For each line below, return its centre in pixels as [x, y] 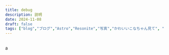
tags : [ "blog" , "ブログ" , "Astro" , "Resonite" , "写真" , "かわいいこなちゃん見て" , [82, 29]
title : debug [19, 10]
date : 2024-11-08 [23, 19]
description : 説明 [24, 15]
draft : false [19, 24]
